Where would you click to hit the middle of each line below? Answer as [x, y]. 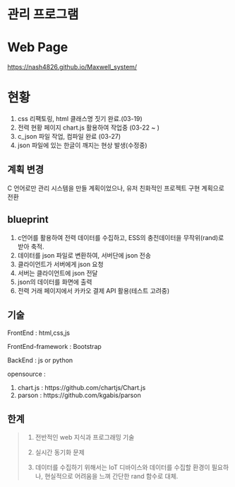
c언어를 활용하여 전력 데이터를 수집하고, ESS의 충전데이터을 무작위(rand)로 [121, 237]
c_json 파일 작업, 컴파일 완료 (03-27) [69, 137]
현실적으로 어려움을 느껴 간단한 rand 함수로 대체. [112, 476]
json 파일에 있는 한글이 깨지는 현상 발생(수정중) [82, 145]
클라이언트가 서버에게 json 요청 [60, 264]
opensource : [26, 374]
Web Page [38, 47]
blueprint [28, 220]
